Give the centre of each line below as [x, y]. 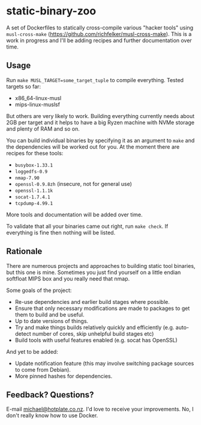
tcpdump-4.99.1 [34, 203]
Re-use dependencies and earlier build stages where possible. [92, 302]
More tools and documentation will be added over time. [74, 215]
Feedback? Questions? [50, 395]
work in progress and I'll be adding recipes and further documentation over [99, 40]
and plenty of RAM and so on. [43, 129]
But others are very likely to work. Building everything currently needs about [100, 116]
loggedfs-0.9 [31, 171]
